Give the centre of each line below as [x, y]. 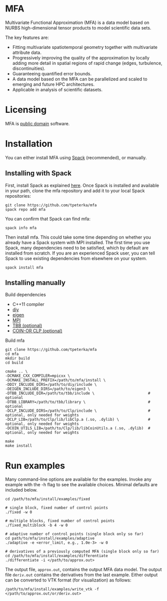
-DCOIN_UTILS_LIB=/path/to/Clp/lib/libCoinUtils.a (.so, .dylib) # [78, 428]
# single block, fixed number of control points [57, 508]
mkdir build [17, 358]
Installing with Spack [38, 173]
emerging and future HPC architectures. [53, 84]
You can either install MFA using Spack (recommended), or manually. [76, 157]
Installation [29, 144]
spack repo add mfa [25, 209]
